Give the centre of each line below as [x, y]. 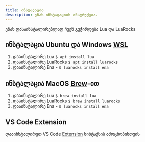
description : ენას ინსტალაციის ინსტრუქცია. [52, 15]
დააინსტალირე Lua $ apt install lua [53, 57]
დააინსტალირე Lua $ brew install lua [54, 96]
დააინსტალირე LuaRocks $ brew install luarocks [66, 101]
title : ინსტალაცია [24, 10]
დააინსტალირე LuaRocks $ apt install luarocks [65, 62]
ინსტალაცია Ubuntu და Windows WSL [67, 45]
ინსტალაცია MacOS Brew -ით [52, 83]
